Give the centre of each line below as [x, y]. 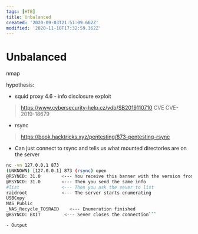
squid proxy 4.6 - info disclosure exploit [63, 96]
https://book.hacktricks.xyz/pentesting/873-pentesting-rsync [95, 137]
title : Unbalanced [29, 17]
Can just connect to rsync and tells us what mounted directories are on [101, 149]
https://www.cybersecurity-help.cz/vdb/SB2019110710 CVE [92, 108]
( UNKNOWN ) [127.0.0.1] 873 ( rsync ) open [57, 171]
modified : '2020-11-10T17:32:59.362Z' [54, 28]
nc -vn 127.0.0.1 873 [33, 166]
